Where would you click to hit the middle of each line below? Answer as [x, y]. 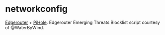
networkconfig [37, 9]
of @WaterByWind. [25, 27]
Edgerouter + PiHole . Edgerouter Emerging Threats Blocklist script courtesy [82, 22]
